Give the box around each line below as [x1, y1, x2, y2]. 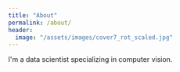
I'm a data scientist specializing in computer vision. [8, 55, 173, 64]
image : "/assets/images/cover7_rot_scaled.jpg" [15, 33, 174, 41]
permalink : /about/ [8, 19, 72, 27]
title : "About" [8, 11, 58, 20]
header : [8, 26, 34, 34]
